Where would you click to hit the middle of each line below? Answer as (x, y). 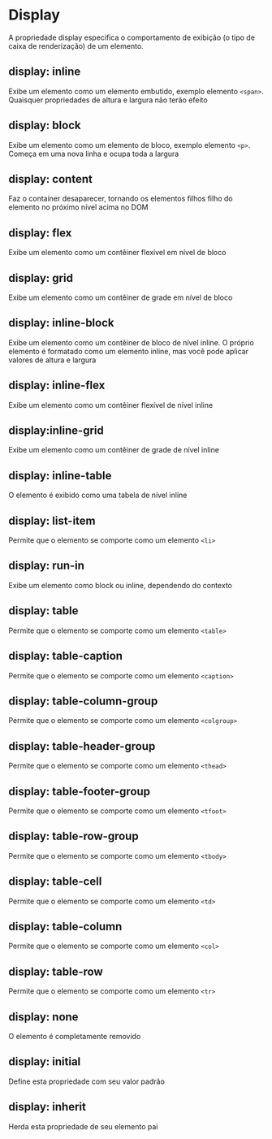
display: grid (41, 278)
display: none (43, 1017)
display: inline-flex (57, 385)
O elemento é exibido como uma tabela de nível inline (98, 495)
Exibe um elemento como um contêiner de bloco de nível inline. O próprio (131, 342)
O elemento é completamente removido (75, 1036)
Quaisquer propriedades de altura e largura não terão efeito (108, 100)
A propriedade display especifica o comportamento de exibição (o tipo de (132, 37)
